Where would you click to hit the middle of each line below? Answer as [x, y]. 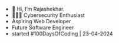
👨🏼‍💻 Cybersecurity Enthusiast [48, 15]
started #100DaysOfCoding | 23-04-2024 [62, 34]
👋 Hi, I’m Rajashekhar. [38, 9]
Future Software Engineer [43, 27]
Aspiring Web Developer [41, 21]
